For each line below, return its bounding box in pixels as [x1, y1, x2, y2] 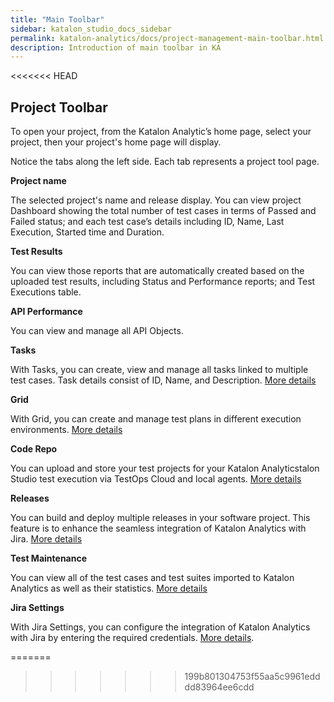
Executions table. [10, 286, 82, 298]
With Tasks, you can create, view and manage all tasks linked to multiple [10, 364, 309, 376]
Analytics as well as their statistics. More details [10, 582, 208, 595]
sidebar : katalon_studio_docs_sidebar [10, 24, 172, 34]
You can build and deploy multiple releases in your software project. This [10, 512, 311, 524]
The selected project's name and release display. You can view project [10, 194, 302, 206]
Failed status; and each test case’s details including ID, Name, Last [10, 216, 285, 228]
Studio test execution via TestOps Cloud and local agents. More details [10, 473, 302, 485]
